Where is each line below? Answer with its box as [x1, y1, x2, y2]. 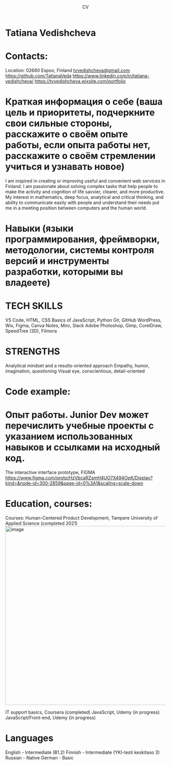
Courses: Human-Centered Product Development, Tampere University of [5, 515, 158, 521]
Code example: [5, 386, 71, 398]
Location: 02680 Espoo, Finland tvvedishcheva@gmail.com [5, 67, 130, 73]
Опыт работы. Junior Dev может [5, 409, 149, 421]
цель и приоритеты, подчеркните [5, 107, 155, 118]
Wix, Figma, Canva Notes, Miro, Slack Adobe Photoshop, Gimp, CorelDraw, [5, 323, 162, 328]
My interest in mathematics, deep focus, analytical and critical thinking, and [5, 194, 164, 200]
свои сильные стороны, [5, 118, 112, 129]
